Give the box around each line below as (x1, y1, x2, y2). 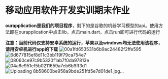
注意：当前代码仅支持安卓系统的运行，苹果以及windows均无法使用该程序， (5, 39, 163, 46)
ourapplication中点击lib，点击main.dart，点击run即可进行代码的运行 (18, 29, 160, 35)
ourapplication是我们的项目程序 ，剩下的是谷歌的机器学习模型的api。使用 (5, 22, 159, 29)
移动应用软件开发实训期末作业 (5, 5, 130, 16)
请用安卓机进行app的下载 (5, 46, 58, 52)
